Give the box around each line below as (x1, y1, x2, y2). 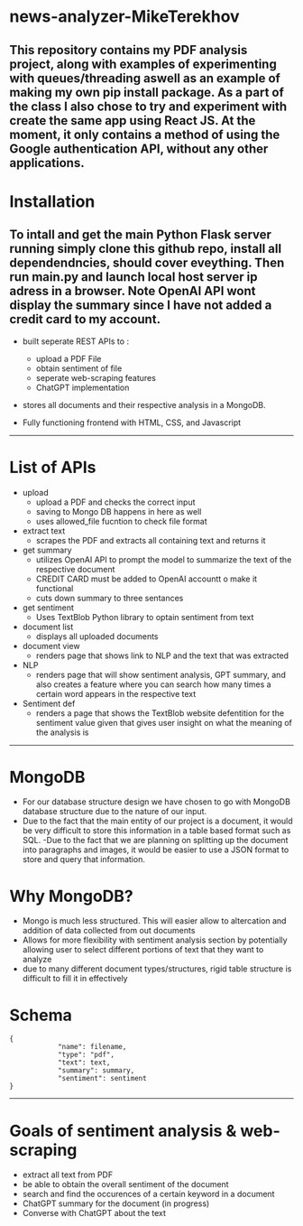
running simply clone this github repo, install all (9, 241, 282, 256)
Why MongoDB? (9, 886, 133, 906)
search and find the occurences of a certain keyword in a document (22, 1189, 275, 1200)
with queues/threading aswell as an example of (9, 70, 281, 86)
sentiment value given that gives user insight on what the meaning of (35, 717, 293, 728)
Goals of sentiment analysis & (9, 1120, 237, 1141)
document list (22, 621, 74, 632)
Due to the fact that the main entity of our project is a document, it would (22, 815, 293, 827)
